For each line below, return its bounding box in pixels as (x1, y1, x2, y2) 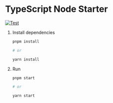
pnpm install (12, 39, 40, 44)
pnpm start (12, 75, 35, 80)
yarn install (12, 57, 40, 62)
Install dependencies (12, 29, 56, 35)
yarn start (12, 93, 35, 99)
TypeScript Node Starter (5, 3, 108, 15)
